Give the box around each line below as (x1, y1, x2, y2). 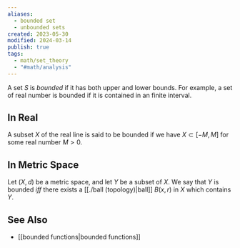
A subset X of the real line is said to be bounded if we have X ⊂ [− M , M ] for (7, 130, 229, 139)
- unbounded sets (14, 24, 66, 31)
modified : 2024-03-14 (7, 37, 72, 44)
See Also (7, 214, 48, 226)
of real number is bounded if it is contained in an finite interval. (7, 91, 192, 99)
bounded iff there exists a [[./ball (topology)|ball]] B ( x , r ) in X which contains (7, 185, 231, 194)
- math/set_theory (14, 57, 69, 64)
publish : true (7, 44, 50, 51)
